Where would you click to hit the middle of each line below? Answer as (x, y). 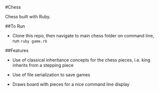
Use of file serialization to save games (51, 75)
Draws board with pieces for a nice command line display (71, 84)
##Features (17, 50)
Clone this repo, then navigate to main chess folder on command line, (83, 36)
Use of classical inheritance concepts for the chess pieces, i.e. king (81, 60)
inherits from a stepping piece (43, 65)
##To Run (15, 26)
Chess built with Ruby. (28, 16)
